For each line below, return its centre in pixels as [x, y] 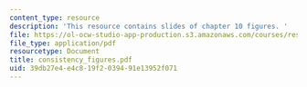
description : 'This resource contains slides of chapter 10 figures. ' [148, 26]
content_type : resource [55, 18]
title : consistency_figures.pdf [71, 60]
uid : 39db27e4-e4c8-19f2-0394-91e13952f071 [94, 69]
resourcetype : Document [55, 52]
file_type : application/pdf [63, 43]
